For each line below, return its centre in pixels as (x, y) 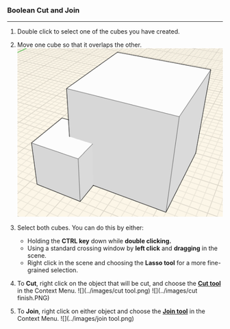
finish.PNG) (33, 298)
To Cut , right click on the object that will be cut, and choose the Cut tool (119, 284)
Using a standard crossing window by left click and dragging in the (122, 248)
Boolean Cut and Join (43, 10)
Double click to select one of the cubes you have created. (98, 32)
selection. (64, 270)
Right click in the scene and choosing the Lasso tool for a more (117, 263)
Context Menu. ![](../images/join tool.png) (76, 319)
